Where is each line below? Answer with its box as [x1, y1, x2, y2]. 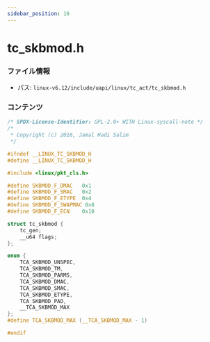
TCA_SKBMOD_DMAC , [19, 278, 70, 285]
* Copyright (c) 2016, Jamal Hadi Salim [10, 131, 129, 139]
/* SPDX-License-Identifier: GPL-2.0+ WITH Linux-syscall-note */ [7, 119, 204, 126]
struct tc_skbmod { [7, 220, 64, 227]
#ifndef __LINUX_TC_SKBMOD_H [7, 150, 92, 157]
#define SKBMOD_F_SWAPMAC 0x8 [7, 202, 95, 209]
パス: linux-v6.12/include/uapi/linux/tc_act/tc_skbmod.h [17, 83, 186, 92]
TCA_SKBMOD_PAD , [19, 298, 67, 304]
